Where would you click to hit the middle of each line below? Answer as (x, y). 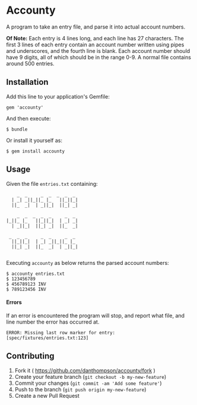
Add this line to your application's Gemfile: (58, 96)
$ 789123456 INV (26, 289)
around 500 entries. (30, 64)
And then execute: (28, 118)
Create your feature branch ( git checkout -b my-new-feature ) (90, 376)
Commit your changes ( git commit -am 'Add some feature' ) (88, 383)
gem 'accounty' (25, 107)
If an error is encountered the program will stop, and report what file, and (96, 315)
